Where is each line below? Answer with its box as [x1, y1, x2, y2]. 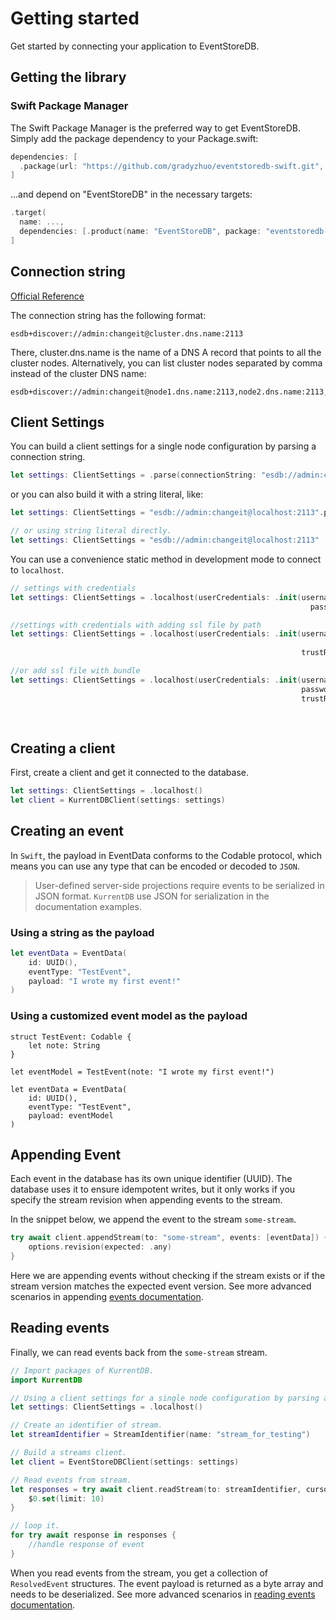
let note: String [28, 1040, 101, 1051]
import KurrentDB [10, 1375, 83, 1385]
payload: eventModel [28, 1110, 114, 1121]
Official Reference [10, 290, 85, 302]
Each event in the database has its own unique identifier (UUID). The [10, 1173, 293, 1185]
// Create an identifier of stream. [10, 1420, 163, 1431]
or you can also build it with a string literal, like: [10, 488, 204, 501]
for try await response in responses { [10, 1530, 177, 1541]
